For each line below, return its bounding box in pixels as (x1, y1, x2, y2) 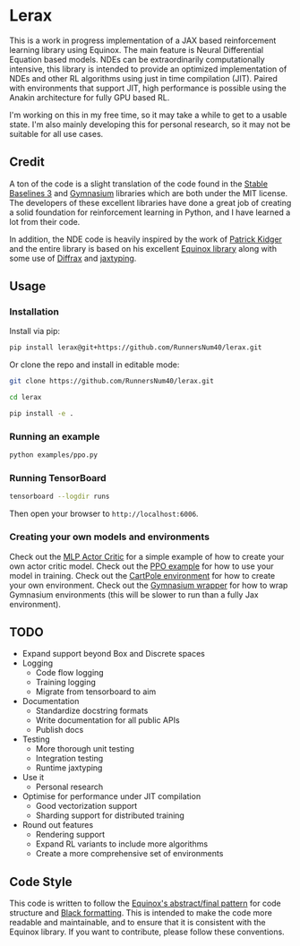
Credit (9, 154, 45, 170)
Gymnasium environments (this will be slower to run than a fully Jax (9, 589, 259, 600)
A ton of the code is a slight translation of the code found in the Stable (9, 178, 269, 189)
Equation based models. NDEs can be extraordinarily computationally (9, 54, 266, 64)
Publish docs (35, 725, 84, 735)
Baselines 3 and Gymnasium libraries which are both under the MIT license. (9, 187, 288, 198)
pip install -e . (9, 409, 74, 418)
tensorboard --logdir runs (9, 492, 110, 502)
